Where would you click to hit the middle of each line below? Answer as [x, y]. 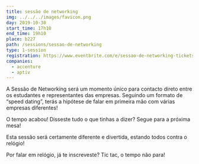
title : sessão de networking [42, 12]
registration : [24, 56]
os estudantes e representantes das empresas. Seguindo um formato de [94, 95]
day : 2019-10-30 [26, 22]
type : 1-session [26, 50]
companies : [20, 61]
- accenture [26, 67]
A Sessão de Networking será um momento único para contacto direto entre [99, 89]
